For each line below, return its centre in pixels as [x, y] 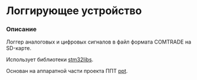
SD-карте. [19, 48]
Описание [22, 29]
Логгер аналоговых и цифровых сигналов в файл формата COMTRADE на [99, 42]
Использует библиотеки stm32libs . [50, 59]
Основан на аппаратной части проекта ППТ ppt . [67, 71]
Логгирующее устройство [74, 11]
